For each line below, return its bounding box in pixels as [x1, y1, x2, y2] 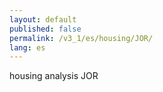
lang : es [9, 42, 46, 53]
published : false [9, 24, 82, 34]
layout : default [9, 14, 77, 25]
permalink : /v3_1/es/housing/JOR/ [9, 33, 154, 43]
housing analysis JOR [9, 70, 99, 82]
